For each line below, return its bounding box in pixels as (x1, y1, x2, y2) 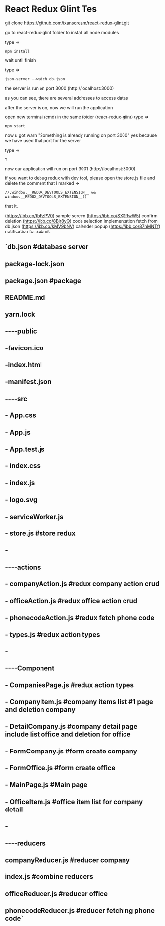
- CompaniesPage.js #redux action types (5, 681, 134, 690)
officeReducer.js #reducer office (5, 889, 108, 898)
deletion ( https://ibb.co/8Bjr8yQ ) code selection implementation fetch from (5, 218, 158, 224)
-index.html (5, 361, 42, 369)
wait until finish (5, 57, 36, 63)
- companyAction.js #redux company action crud (5, 580, 160, 588)
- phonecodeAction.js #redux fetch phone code (5, 613, 155, 622)
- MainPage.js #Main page (5, 781, 88, 789)
